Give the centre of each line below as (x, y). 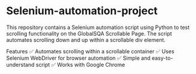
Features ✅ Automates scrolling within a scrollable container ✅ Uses (90, 51)
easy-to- (162, 58)
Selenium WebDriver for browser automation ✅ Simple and (78, 58)
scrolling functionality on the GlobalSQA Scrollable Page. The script (89, 33)
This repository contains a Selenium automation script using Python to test (98, 27)
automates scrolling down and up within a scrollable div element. (86, 40)
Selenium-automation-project (82, 11)
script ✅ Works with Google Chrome (80, 65)
